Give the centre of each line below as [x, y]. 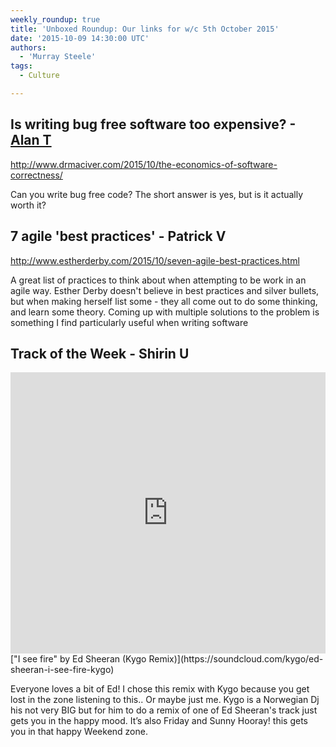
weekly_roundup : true [55, 19]
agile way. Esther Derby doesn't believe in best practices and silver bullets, [165, 290]
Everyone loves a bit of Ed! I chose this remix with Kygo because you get [160, 689]
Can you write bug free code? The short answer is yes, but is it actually [157, 194]
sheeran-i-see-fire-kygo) [62, 670]
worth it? [28, 205]
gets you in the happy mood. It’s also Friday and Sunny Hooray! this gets [159, 721]
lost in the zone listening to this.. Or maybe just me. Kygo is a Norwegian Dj [165, 700]
